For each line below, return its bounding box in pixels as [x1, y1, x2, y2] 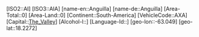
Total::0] [6, 12, 27, 19]
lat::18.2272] [6, 24, 38, 32]
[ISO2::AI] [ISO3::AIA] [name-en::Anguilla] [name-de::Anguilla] [6, 5, 163, 12]
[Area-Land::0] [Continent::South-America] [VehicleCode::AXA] [28, 12, 187, 19]
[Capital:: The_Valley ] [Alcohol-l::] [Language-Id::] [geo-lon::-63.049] [6, 18, 178, 25]
